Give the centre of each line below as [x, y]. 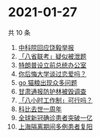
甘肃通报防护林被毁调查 [52, 91]
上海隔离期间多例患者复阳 [55, 126]
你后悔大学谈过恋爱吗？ [52, 74]
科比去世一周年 [40, 109]
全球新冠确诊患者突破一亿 [55, 117]
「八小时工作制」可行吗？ [55, 100]
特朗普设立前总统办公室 [52, 65]
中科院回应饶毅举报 [46, 47]
